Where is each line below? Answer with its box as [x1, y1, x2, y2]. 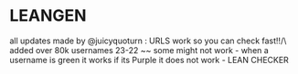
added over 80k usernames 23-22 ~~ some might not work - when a [9, 44, 270, 55]
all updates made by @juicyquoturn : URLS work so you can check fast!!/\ [9, 35, 287, 46]
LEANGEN [9, 5, 87, 26]
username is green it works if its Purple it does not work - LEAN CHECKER [9, 54, 290, 65]
